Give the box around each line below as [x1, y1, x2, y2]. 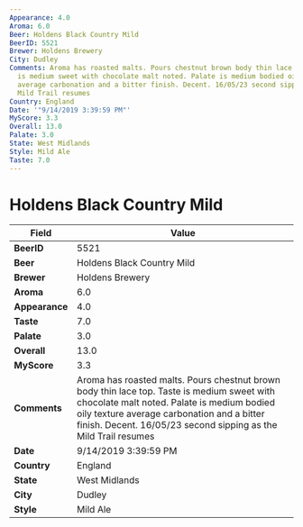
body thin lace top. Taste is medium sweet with [76, 385, 275, 397]
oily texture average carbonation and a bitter [76, 407, 265, 420]
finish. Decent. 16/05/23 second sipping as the [76, 419, 278, 432]
